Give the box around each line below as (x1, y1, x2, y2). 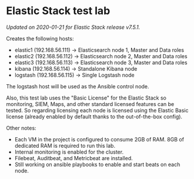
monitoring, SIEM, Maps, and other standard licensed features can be (6, 100, 175, 107)
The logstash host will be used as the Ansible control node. (6, 82, 149, 89)
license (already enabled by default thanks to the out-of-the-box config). (6, 113, 183, 120)
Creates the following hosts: (6, 35, 74, 42)
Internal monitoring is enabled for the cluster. (14, 148, 124, 155)
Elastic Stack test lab (6, 4, 111, 18)
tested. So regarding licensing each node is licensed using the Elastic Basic (6, 107, 189, 114)
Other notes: (6, 124, 36, 131)
